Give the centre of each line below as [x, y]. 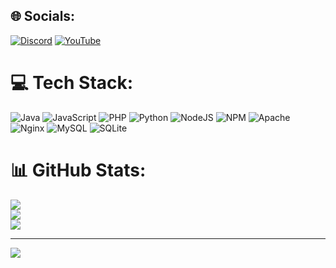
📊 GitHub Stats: [78, 170]
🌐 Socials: [43, 16]
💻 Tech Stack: [72, 83]
